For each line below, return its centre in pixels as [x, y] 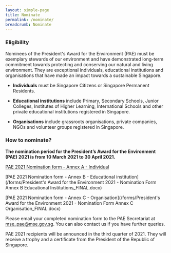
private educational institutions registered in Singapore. [71, 111]
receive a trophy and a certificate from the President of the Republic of [80, 239]
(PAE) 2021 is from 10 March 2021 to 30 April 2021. [60, 157]
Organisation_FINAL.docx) [33, 208]
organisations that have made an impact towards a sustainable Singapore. [83, 75]
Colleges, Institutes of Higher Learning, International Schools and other [88, 106]
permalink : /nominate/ [30, 20]
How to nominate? [28, 140]
